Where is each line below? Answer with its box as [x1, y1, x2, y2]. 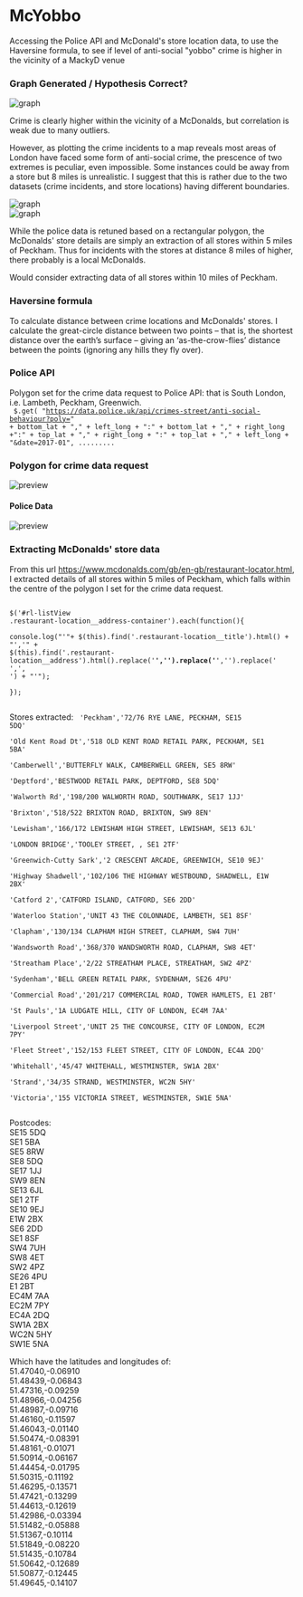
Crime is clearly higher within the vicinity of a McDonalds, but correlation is [9, 115, 289, 127]
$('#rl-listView [9, 608, 71, 617]
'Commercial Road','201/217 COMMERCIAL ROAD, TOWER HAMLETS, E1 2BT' [9, 990, 278, 999]
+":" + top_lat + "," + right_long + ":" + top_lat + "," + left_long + [9, 430, 289, 439]
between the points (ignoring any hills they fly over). [9, 344, 204, 355]
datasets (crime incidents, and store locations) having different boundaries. [9, 181, 289, 192]
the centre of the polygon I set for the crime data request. [9, 583, 224, 594]
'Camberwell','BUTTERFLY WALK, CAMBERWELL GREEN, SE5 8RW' [9, 760, 237, 770]
